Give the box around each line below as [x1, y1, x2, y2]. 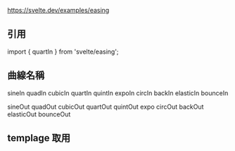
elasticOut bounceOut [7, 109, 71, 119]
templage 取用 [7, 132, 71, 144]
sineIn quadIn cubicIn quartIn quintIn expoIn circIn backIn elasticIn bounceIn [7, 88, 229, 97]
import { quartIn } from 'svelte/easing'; [7, 47, 119, 56]
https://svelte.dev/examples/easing [7, 6, 110, 14]
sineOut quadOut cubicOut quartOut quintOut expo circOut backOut [7, 102, 204, 111]
